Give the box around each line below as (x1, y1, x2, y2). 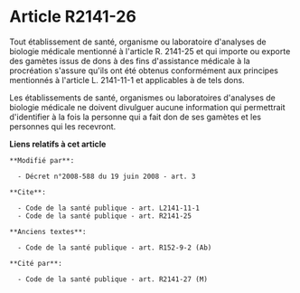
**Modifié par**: (9, 156, 75, 165)
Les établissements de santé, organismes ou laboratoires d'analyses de (9, 92, 276, 103)
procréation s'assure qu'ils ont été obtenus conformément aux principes (9, 65, 278, 76)
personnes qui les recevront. (9, 120, 117, 132)
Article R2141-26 (9, 6, 137, 27)
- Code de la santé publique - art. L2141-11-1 (17, 203, 201, 213)
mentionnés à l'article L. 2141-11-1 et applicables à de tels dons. (9, 74, 246, 85)
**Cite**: (9, 187, 47, 196)
